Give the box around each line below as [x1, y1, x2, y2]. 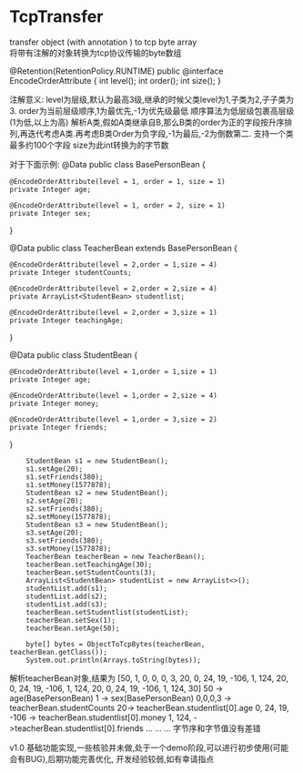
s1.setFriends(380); [25, 472, 104, 482]
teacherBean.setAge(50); [25, 624, 120, 633]
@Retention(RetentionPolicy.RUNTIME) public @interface [9, 66, 224, 76]
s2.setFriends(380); [25, 503, 104, 514]
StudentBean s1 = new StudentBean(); [25, 456, 169, 465]
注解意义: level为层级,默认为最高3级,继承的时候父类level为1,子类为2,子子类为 [9, 94, 294, 105]
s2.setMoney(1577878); [25, 512, 112, 521]
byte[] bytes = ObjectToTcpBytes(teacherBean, [25, 639, 206, 648]
